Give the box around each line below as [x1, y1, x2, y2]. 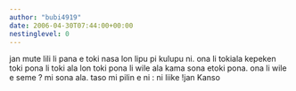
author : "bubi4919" [9, 12, 82, 22]
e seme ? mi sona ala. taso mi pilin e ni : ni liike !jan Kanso [9, 72, 221, 83]
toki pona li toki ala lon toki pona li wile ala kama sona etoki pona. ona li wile [9, 63, 287, 73]
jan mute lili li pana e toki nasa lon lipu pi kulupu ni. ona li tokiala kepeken [9, 54, 276, 64]
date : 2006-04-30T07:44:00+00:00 [9, 21, 134, 30]
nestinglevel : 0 [9, 29, 70, 38]
